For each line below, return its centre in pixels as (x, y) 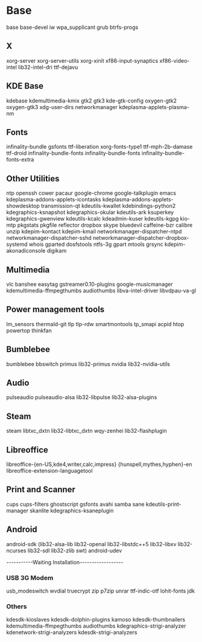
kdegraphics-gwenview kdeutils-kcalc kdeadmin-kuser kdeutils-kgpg (93, 219)
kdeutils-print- (164, 504)
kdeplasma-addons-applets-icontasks (54, 200)
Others (17, 606)
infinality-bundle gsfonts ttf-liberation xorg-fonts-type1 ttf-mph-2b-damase (99, 147)
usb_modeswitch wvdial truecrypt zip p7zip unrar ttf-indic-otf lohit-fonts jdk (100, 591)
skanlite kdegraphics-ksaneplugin (72, 511)
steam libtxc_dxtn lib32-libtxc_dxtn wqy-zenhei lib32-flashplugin (87, 431)
